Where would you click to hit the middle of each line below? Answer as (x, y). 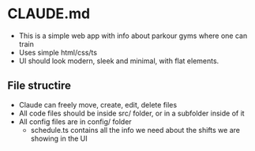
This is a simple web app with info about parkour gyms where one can (133, 36)
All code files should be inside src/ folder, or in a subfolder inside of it (132, 113)
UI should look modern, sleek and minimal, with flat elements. (119, 61)
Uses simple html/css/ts (58, 52)
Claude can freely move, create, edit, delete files (98, 104)
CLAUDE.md (49, 14)
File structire (39, 86)
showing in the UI (59, 138)
